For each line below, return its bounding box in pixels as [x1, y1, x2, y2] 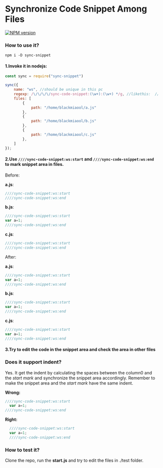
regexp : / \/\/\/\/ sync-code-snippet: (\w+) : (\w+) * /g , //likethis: [14, 92, 151, 97]
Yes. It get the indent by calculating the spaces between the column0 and [5, 370, 152, 375]
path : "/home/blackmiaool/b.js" [31, 119, 97, 124]
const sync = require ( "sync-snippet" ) [5, 74, 83, 79]
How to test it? [5, 446, 40, 453]
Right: [5, 417, 18, 422]
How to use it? [5, 42, 40, 48]
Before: [5, 172, 20, 178]
